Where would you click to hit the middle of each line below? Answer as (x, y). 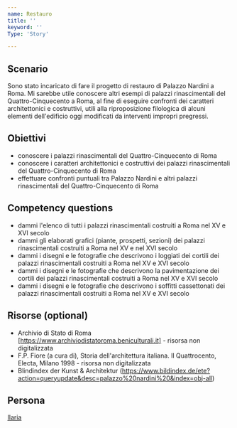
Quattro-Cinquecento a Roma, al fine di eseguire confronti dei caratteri (111, 101)
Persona (26, 400)
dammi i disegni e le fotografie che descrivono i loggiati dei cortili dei (118, 255)
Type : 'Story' (28, 34)
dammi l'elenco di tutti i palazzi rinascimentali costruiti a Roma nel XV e (121, 225)
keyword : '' (25, 27)
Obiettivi (27, 138)
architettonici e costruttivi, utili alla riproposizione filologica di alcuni (106, 109)
